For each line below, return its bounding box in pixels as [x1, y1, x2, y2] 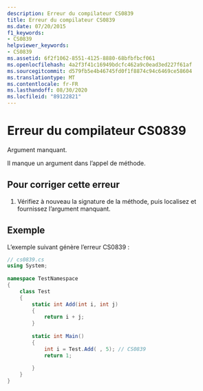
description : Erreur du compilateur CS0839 [7, 10, 134, 17]
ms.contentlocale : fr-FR [7, 81, 78, 87]
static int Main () [32, 333, 85, 340]
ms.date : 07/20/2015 [7, 23, 67, 30]
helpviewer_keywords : [7, 42, 70, 49]
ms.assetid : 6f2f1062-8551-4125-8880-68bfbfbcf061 [7, 55, 156, 62]
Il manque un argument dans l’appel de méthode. [7, 159, 146, 167]
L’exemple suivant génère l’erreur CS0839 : [7, 242, 130, 251]
